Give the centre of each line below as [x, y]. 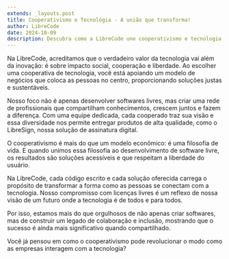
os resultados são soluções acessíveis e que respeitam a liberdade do [106, 158]
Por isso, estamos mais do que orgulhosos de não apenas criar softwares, [111, 214]
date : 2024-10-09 [32, 33]
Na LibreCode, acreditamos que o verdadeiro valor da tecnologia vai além [111, 58]
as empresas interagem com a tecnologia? [67, 249]
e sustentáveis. [28, 88]
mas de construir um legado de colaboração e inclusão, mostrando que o [110, 221]
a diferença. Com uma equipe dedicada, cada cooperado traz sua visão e [110, 115]
